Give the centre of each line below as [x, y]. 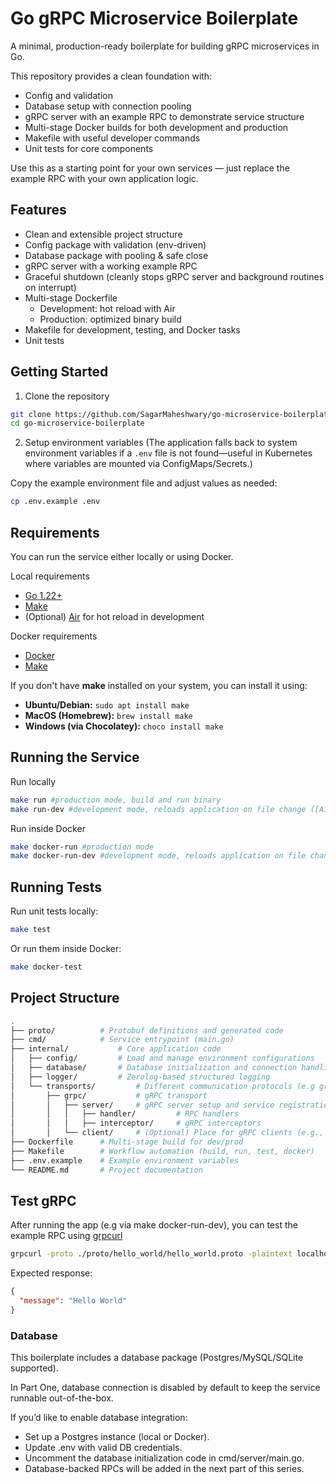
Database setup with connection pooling [108, 106]
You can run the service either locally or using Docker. [122, 556]
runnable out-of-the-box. [62, 1398]
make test [31, 930]
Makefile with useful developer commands [112, 138]
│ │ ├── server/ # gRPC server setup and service [142, 1105]
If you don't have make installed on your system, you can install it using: [159, 685]
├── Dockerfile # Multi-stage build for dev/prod [127, 1142]
